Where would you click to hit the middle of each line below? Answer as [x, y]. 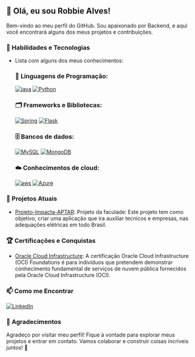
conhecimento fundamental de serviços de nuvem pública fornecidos [100, 269]
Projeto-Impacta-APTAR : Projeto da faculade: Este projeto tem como [99, 212]
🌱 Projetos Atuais [32, 199]
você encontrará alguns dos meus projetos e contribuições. [80, 32]
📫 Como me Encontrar [40, 291]
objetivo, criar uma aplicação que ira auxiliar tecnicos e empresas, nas [101, 218]
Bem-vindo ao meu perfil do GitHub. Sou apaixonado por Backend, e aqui [97, 25]
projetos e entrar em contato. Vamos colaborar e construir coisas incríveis [97, 341]
